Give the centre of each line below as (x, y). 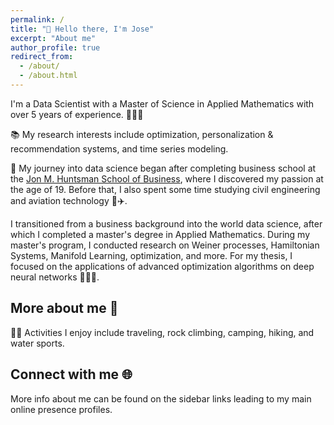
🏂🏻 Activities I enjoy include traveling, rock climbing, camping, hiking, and (162, 332)
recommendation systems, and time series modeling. (119, 148)
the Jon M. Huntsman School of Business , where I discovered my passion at (167, 178)
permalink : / (37, 19)
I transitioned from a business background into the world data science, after (166, 223)
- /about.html (48, 76)
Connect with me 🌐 (71, 374)
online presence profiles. (61, 409)
